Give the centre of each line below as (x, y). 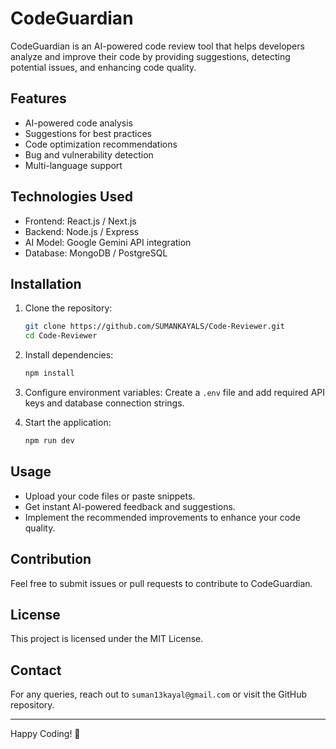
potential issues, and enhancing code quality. (103, 67)
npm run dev (49, 441)
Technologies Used (71, 197)
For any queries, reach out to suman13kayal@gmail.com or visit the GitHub (158, 694)
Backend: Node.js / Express (82, 231)
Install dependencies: (69, 355)
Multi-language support (73, 165)
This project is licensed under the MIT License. (107, 639)
